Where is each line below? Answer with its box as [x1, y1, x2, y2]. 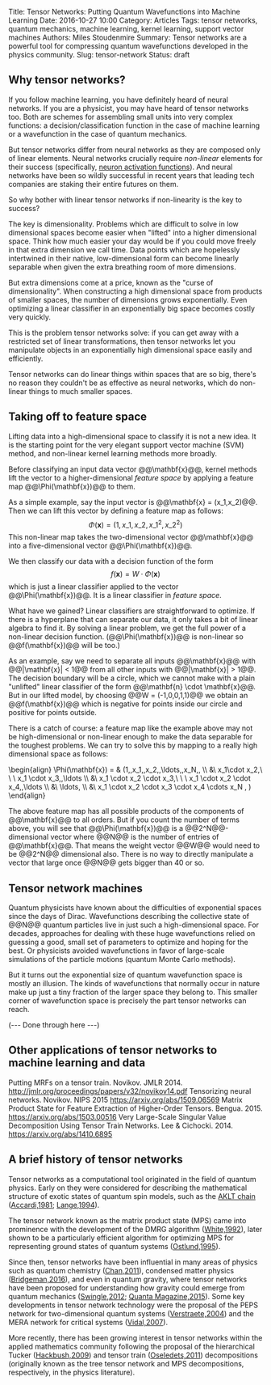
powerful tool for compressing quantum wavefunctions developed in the [8, 41, 248, 51]
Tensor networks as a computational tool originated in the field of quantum [8, 1174, 256, 1184]
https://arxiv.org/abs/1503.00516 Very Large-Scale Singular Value [8, 1112, 227, 1121]
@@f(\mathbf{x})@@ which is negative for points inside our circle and [8, 699, 243, 709]
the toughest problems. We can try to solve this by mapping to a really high [8, 740, 258, 751]
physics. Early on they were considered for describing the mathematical [8, 1183, 248, 1192]
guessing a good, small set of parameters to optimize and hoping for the [8, 938, 248, 947]
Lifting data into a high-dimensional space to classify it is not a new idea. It [8, 431, 256, 441]
